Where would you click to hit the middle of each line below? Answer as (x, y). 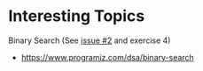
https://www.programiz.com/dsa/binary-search (107, 57)
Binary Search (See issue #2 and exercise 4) (90, 40)
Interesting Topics (77, 16)
